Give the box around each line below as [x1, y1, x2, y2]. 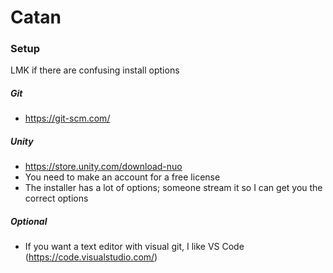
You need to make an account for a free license [24, 171, 221, 183]
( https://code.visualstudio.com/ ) [24, 251, 158, 263]
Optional [10, 216, 48, 228]
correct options [24, 192, 89, 205]
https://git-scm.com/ [24, 112, 111, 125]
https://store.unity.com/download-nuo [24, 161, 183, 173]
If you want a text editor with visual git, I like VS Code [24, 241, 245, 253]
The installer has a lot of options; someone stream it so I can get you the [24, 182, 323, 194]
